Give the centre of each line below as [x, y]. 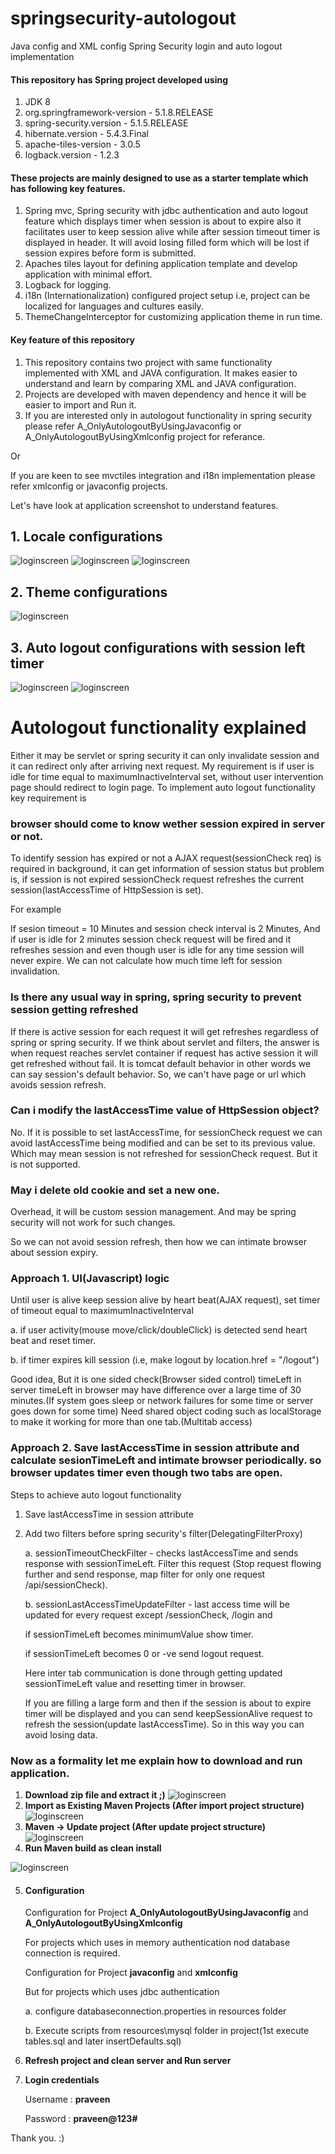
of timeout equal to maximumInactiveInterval [102, 1311]
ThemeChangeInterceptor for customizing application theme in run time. [173, 317]
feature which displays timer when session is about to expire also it [163, 221]
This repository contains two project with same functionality [148, 362]
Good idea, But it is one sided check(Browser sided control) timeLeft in [156, 1379]
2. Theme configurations [89, 592]
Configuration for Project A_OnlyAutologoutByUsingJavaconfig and [166, 1913]
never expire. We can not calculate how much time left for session [146, 961]
